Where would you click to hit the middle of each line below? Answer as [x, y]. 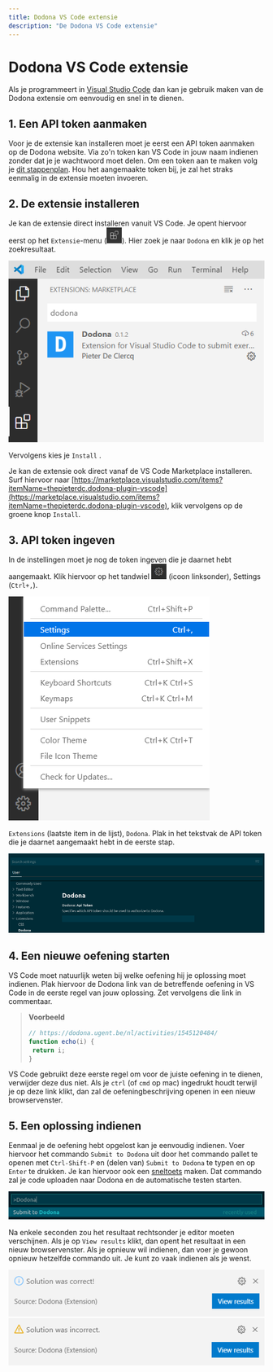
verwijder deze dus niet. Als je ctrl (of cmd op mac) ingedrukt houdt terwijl [133, 1083]
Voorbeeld [46, 1017]
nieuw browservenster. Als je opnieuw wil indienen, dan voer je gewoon [128, 1249]
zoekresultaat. [32, 249]
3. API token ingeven [62, 540]
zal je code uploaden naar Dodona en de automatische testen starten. [125, 1180]
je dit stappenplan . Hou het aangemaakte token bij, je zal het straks [121, 169]
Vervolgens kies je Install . [55, 455]
